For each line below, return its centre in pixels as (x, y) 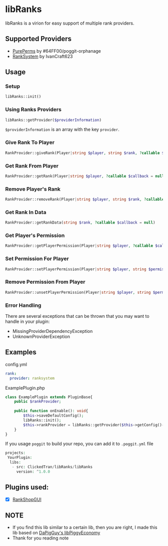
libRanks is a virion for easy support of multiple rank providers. (70, 23)
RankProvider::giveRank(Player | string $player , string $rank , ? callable (82, 153)
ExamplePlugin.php (25, 388)
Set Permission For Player (37, 259)
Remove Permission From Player (45, 282)
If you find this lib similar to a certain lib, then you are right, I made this (85, 527)
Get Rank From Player (32, 165)
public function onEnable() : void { (51, 411)
